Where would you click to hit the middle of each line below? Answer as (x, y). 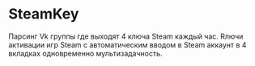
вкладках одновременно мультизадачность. (85, 53)
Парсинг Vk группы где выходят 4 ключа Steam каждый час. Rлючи (126, 36)
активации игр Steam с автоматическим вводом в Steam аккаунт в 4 (127, 44)
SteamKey (44, 14)
